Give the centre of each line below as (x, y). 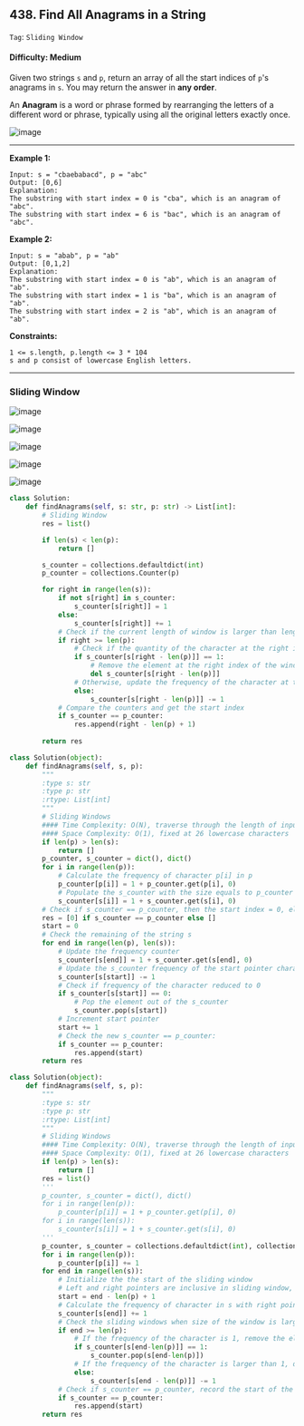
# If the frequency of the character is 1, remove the (179, 1339)
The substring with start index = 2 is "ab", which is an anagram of (143, 312)
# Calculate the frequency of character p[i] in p (155, 876)
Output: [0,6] (36, 183)
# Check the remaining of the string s (117, 935)
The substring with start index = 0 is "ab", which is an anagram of (143, 280)
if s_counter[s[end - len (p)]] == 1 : (141, 1347)
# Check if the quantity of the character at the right (181, 649)
